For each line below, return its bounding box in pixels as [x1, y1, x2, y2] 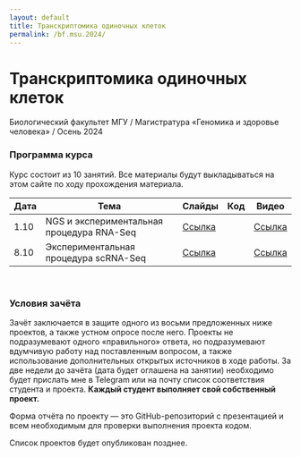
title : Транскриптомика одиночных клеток [9, 21, 167, 30]
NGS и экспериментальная [45, 215, 164, 227]
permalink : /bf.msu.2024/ [9, 30, 106, 38]
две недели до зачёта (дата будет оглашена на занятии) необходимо [9, 364, 275, 376]
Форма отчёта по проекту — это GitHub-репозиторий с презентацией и [9, 410, 284, 421]
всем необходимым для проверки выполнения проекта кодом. [9, 419, 253, 430]
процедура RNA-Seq [45, 225, 137, 238]
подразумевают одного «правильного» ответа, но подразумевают [9, 336, 266, 347]
